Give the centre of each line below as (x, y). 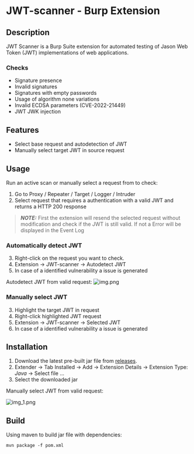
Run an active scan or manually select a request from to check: (82, 183)
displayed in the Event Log (52, 230)
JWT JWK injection (38, 112)
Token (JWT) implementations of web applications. (67, 53)
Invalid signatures (36, 87)
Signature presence (38, 81)
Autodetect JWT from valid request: (49, 282)
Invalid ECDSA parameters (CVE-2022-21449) (70, 105)
